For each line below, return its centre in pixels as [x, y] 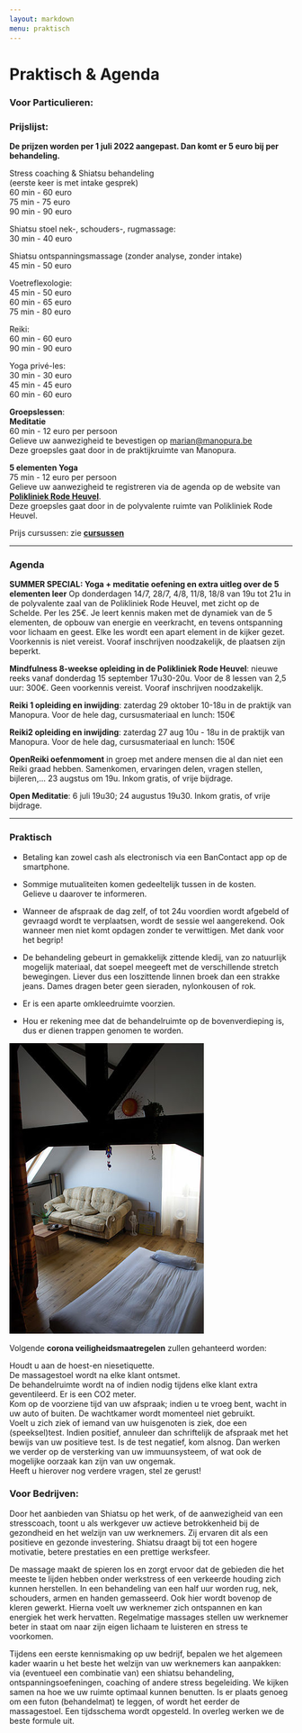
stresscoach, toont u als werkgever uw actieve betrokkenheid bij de [134, 1523]
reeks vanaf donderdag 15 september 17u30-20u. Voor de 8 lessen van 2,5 [148, 678]
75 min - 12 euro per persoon [63, 476]
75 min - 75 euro [40, 202]
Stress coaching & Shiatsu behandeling [82, 173]
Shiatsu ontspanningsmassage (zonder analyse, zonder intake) [126, 256]
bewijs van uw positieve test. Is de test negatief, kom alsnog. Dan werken [145, 1442]
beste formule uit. [42, 1720]
